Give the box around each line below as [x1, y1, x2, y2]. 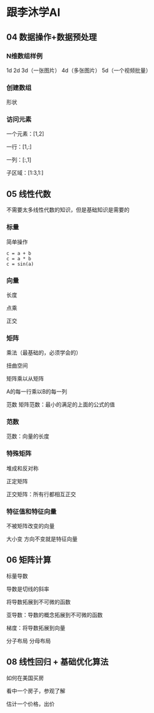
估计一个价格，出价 [6, 700, 55, 708]
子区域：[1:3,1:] [6, 169, 44, 177]
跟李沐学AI [6, 5, 61, 20]
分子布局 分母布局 [6, 637, 51, 645]
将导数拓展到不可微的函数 [6, 598, 71, 605]
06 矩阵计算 [6, 555, 51, 565]
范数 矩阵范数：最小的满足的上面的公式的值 [6, 401, 115, 408]
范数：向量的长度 [6, 433, 50, 440]
